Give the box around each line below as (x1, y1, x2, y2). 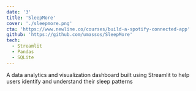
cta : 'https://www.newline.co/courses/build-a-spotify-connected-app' (6, 26, 190, 32)
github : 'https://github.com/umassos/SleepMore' (6, 32, 133, 38)
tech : (6, 37, 20, 43)
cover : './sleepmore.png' (6, 20, 72, 26)
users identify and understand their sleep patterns (6, 78, 133, 85)
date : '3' (6, 9, 32, 15)
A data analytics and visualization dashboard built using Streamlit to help (6, 71, 190, 78)
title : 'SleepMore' (6, 15, 56, 21)
